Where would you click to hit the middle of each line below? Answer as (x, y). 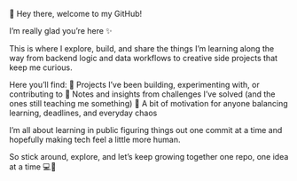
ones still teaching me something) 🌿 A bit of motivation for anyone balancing (148, 103)
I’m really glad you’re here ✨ (61, 31)
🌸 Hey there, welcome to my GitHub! (76, 14)
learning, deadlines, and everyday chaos (83, 113)
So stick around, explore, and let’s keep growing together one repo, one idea (149, 157)
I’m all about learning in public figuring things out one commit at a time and (146, 130)
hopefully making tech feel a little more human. (95, 139)
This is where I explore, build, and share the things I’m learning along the (142, 48)
